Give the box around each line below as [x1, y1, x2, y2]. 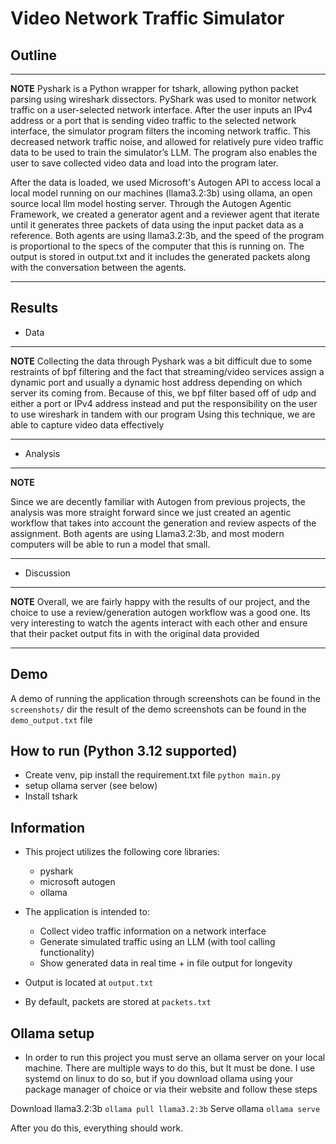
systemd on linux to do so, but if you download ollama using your [24, 1073, 294, 1085]
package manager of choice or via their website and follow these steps [24, 1083, 318, 1096]
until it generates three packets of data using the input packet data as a [10, 219, 304, 231]
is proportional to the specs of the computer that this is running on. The [10, 240, 305, 252]
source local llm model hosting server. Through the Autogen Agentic [10, 198, 292, 209]
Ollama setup [10, 1025, 95, 1042]
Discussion [24, 567, 71, 579]
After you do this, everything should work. [10, 1122, 184, 1134]
